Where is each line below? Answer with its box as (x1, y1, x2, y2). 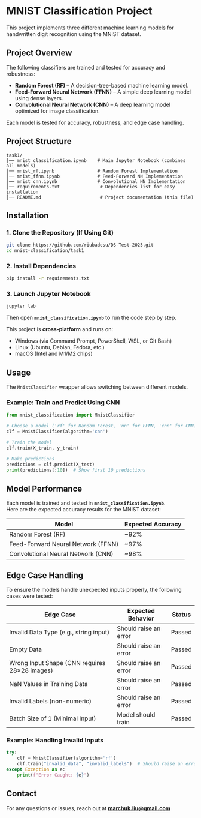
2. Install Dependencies (6, 262, 77, 270)
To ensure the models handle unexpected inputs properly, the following (6, 586, 182, 594)
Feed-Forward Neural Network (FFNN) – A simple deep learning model (14, 88, 191, 95)
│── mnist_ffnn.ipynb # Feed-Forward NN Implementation (6, 173, 184, 179)
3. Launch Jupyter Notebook (6, 290, 91, 298)
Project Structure (6, 136, 72, 146)
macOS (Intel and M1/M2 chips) (14, 350, 93, 358)
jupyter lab (6, 303, 36, 310)
